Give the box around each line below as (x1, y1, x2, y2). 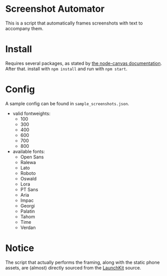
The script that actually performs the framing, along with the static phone (5, 259, 160, 265)
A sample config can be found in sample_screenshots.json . (5, 100, 130, 106)
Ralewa (20, 159, 36, 165)
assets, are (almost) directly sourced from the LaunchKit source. (5, 264, 141, 271)
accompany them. (5, 25, 44, 31)
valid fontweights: (12, 110, 51, 117)
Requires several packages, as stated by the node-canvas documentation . (5, 60, 162, 66)
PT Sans (20, 186, 38, 192)
